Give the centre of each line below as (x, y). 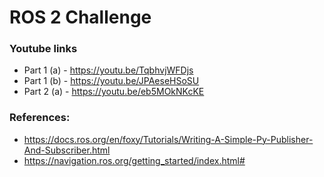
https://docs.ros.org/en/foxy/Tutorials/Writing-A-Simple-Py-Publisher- (168, 139)
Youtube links (43, 49)
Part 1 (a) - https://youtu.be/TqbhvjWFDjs (108, 70)
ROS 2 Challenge (80, 17)
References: (40, 118)
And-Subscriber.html (67, 150)
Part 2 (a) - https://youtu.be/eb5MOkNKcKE (114, 92)
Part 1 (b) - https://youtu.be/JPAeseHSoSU (111, 81)
